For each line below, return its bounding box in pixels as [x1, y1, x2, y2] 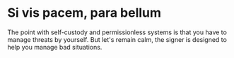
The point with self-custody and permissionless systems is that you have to [7, 28, 228, 36]
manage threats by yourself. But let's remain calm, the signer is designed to [7, 35, 228, 43]
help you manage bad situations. [7, 43, 103, 51]
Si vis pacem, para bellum [7, 5, 161, 21]
